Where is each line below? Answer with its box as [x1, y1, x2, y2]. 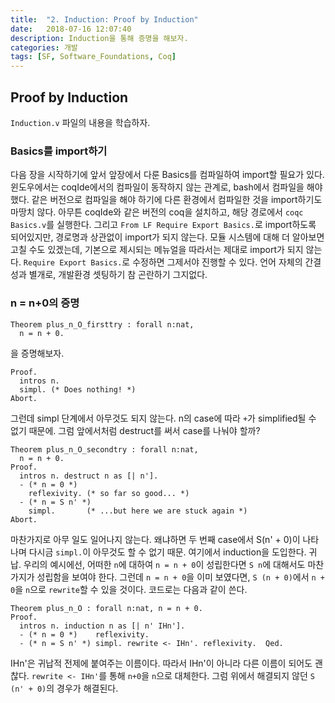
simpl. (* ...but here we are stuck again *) [28, 506, 248, 516]
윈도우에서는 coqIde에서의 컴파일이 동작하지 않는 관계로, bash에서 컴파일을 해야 [10, 181, 323, 193]
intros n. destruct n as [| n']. [19, 471, 159, 481]
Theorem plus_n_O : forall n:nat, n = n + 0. [10, 603, 203, 613]
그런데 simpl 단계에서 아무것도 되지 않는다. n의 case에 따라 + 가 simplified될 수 [10, 412, 317, 424]
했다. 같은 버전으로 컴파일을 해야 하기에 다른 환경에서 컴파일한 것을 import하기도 [10, 194, 323, 206]
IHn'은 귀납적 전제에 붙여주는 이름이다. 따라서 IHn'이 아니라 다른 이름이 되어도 [10, 657, 313, 669]
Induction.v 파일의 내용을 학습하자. [10, 116, 151, 128]
